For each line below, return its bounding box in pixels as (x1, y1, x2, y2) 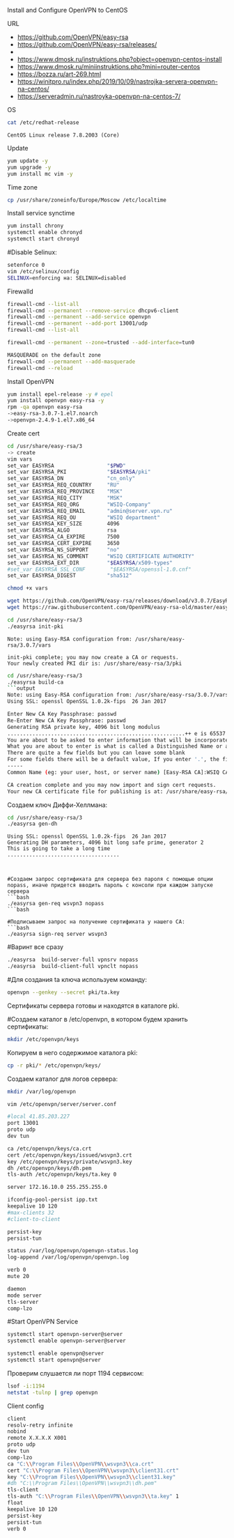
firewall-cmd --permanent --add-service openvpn (7, 314, 151, 321)
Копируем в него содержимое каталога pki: (7, 1048, 138, 1056)
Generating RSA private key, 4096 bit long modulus (7, 723, 160, 730)
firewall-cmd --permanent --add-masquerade (7, 358, 136, 365)
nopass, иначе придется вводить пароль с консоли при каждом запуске (7, 882, 214, 889)
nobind (7, 1428, 26, 1435)
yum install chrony (7, 222, 64, 229)
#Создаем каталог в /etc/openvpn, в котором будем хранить (7, 1015, 188, 1023)
